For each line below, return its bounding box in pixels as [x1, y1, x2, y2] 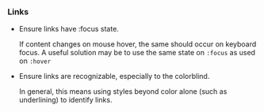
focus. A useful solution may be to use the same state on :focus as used [18, 48, 255, 58]
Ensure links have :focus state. [18, 24, 120, 34]
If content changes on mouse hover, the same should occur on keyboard [18, 39, 257, 49]
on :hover [18, 56, 52, 65]
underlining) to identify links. [18, 95, 113, 105]
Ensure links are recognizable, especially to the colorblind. [18, 72, 210, 81]
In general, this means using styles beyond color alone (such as [18, 87, 228, 96]
